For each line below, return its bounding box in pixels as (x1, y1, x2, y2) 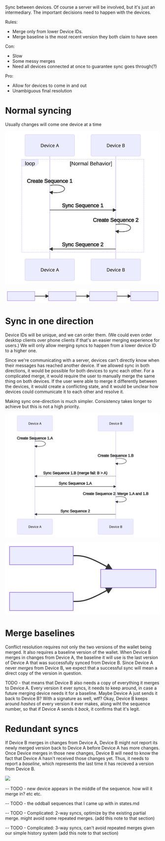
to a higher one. (5, 348, 37, 354)
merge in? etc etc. (5, 791, 42, 797)
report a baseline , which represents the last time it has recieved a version (5, 761, 154, 766)
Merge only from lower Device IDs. (12, 29, 83, 34)
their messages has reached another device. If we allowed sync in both (5, 362, 150, 368)
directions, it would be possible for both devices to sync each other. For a (5, 367, 154, 373)
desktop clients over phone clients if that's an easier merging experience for (5, 337, 160, 343)
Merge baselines (5, 627, 75, 639)
